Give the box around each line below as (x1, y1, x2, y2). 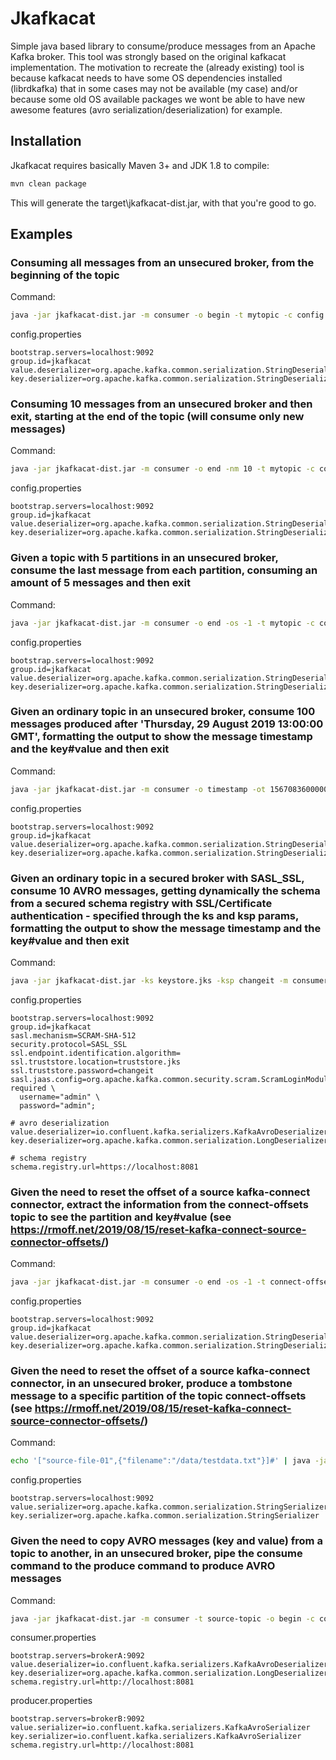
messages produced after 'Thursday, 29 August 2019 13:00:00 (10, 717, 324, 731)
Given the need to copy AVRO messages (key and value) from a (10, 1534, 323, 1548)
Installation (10, 133, 82, 150)
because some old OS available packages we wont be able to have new (10, 93, 306, 105)
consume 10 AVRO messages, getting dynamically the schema (10, 883, 321, 897)
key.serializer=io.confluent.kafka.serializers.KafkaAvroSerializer (10, 1732, 302, 1742)
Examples (10, 226, 73, 243)
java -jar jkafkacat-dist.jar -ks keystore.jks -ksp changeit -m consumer (10, 976, 329, 986)
